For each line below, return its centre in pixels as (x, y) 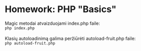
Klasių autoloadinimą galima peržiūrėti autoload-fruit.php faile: (70, 38)
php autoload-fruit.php (30, 43)
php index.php (20, 28)
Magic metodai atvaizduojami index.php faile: (52, 23)
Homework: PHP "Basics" (61, 9)
